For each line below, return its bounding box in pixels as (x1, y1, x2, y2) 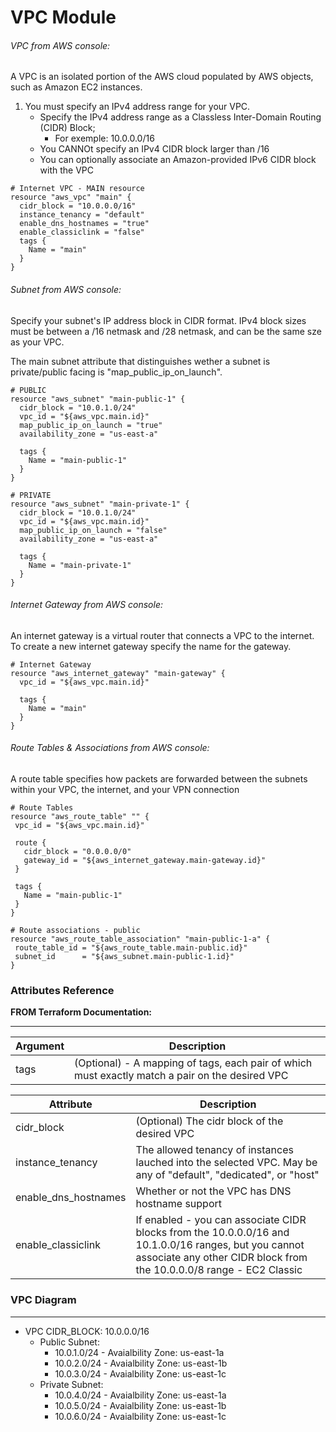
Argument (15, 1039, 65, 1053)
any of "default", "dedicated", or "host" (135, 1168, 320, 1182)
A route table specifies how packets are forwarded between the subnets (10, 773, 308, 785)
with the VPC (39, 164, 95, 176)
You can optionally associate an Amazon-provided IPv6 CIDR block (39, 154, 317, 166)
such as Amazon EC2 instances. (10, 81, 143, 93)
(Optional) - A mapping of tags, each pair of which (74, 1056, 313, 1070)
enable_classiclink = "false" (19, 227, 145, 238)
